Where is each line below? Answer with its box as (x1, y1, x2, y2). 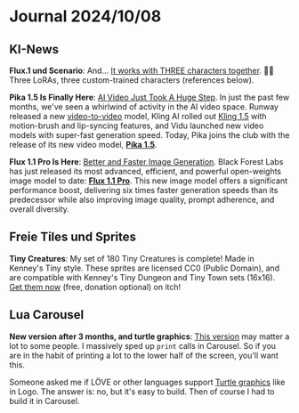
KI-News (9, 42, 60, 57)
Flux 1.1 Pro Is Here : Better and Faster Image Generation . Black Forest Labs (9, 157, 284, 166)
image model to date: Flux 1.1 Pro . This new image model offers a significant (9, 175, 288, 186)
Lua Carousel (9, 307, 85, 322)
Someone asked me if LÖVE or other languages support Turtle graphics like (9, 377, 286, 387)
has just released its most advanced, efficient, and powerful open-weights (9, 166, 282, 176)
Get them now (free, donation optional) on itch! (9, 281, 182, 292)
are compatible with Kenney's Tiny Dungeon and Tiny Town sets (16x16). (9, 271, 276, 282)
